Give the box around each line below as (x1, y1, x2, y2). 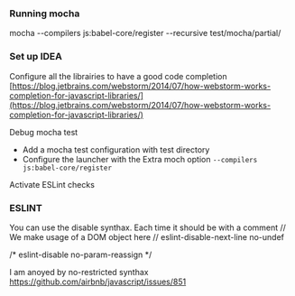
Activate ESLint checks (9, 179, 95, 190)
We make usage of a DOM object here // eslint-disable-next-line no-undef (9, 231, 284, 242)
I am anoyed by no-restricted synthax (9, 266, 149, 277)
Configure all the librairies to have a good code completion (9, 70, 227, 81)
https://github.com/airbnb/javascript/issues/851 (9, 276, 187, 287)
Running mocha (9, 7, 80, 20)
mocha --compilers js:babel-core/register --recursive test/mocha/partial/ (9, 28, 281, 39)
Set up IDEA (9, 51, 63, 63)
